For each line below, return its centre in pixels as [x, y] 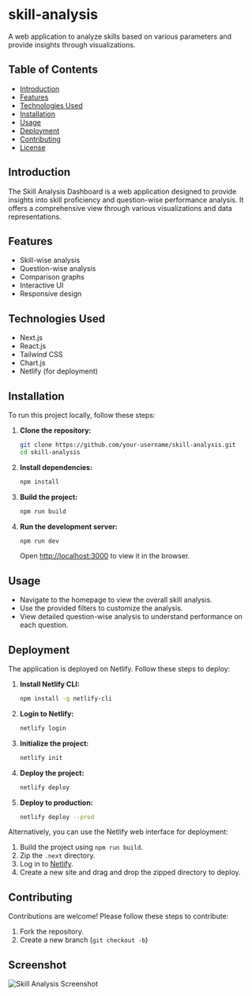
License [32, 147]
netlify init [41, 757]
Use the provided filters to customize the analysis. [101, 608]
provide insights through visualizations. [72, 44]
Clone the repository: [55, 430]
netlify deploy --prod [57, 817]
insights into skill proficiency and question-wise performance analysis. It [126, 200]
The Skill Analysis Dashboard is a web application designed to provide [122, 191]
